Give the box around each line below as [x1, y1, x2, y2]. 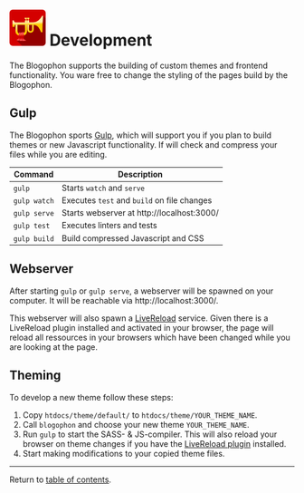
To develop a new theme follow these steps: [9, 391, 174, 402]
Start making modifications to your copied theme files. [22, 448, 225, 459]
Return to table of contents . [9, 474, 111, 485]
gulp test [13, 222, 51, 231]
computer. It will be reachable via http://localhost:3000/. [9, 295, 219, 305]
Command [13, 169, 54, 180]
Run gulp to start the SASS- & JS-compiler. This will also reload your [22, 429, 278, 440]
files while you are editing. [9, 149, 108, 159]
